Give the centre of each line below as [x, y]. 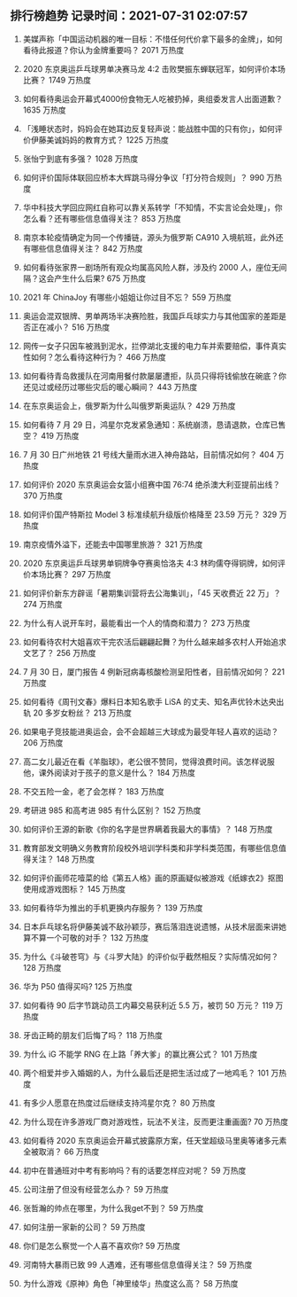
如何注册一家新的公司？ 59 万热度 [84, 1227]
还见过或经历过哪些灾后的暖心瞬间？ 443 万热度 [110, 387]
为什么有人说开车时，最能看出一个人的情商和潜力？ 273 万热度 [137, 622]
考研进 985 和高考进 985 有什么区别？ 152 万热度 [112, 810]
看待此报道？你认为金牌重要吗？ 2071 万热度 [103, 50]
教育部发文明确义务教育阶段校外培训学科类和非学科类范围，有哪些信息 [151, 848]
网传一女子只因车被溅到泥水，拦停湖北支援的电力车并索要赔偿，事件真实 [154, 346]
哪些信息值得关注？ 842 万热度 [87, 248]
